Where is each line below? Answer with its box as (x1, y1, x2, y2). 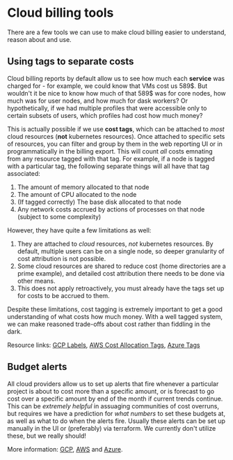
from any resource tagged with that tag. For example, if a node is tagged (7, 154, 216, 163)
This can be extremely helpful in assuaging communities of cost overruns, (7, 401, 219, 410)
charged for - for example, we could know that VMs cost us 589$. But (7, 82, 208, 90)
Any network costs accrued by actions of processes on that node (17, 205, 205, 214)
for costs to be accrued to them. (17, 291, 110, 299)
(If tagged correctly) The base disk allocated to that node (17, 198, 182, 206)
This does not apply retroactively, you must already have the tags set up (17, 284, 225, 292)
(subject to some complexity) (17, 212, 102, 221)
